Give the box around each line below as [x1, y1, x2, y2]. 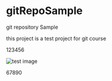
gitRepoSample [6, 4, 83, 18]
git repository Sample [6, 23, 58, 31]
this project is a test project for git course [6, 35, 107, 42]
